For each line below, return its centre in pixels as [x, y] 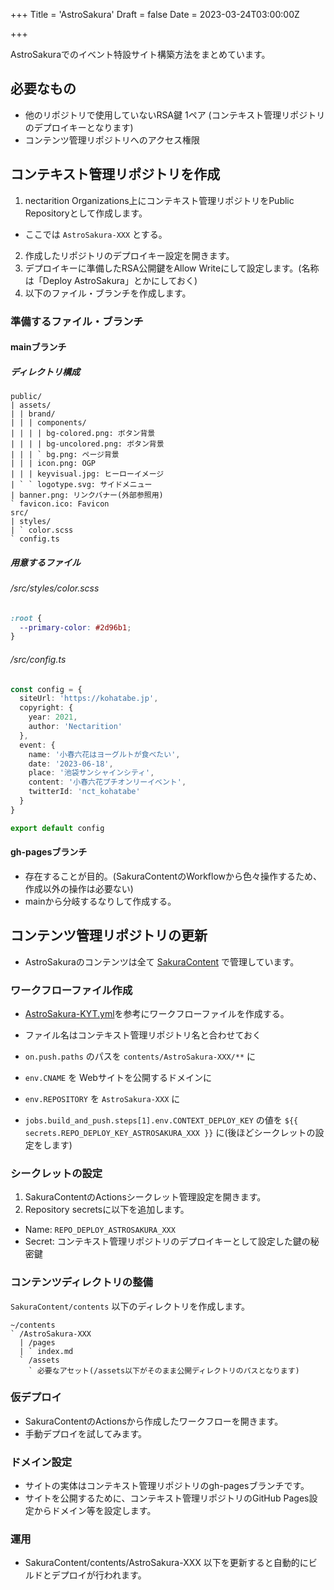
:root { [26, 618]
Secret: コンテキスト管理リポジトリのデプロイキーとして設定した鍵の [167, 1241]
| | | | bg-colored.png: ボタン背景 [83, 434]
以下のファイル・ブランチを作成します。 [108, 293]
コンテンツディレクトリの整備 [81, 1282]
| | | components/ [48, 423]
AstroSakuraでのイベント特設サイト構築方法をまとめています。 [140, 54]
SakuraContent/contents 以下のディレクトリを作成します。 [130, 1306]
